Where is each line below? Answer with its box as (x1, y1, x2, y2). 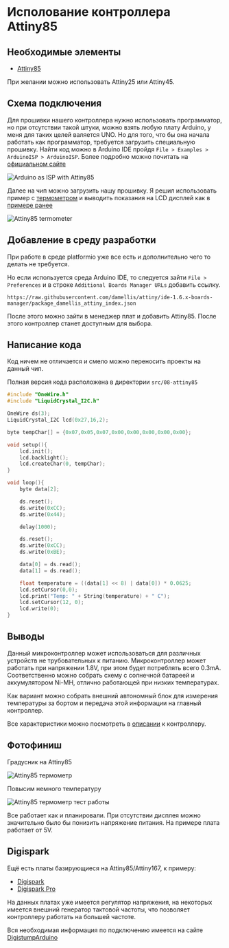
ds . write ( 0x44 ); (19, 510, 67, 518)
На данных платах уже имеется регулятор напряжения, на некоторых (7, 898, 213, 906)
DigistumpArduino (7, 933, 58, 941)
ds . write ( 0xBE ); (19, 548, 67, 556)
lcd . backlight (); (19, 454, 69, 461)
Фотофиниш (7, 740, 62, 751)
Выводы (7, 631, 45, 643)
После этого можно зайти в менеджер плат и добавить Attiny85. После (7, 312, 217, 320)
